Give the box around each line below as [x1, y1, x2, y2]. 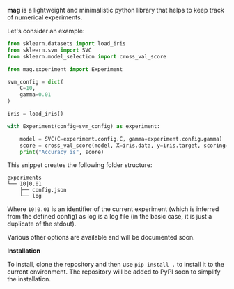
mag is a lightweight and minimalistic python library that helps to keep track [7, 6, 224, 14]
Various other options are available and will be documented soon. [7, 233, 195, 242]
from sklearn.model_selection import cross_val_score [7, 53, 167, 60]
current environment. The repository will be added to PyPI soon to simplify [7, 267, 221, 276]
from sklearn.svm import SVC [7, 47, 92, 54]
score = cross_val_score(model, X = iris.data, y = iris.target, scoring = [19, 142, 229, 149]
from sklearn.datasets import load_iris [7, 40, 127, 47]
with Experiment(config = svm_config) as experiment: [7, 123, 160, 130]
